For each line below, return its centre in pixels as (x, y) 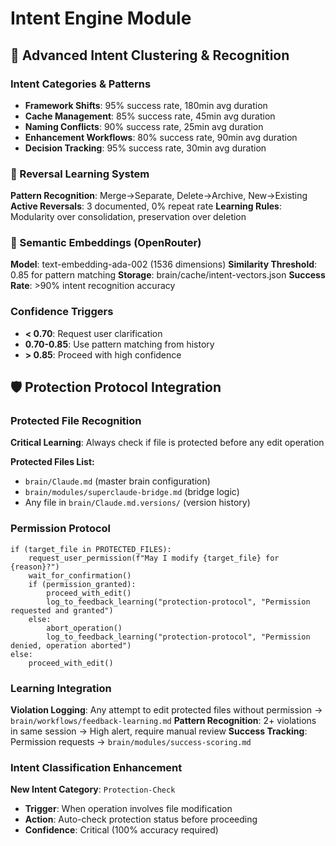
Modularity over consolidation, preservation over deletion (128, 217)
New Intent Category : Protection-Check (93, 789)
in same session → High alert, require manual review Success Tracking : (159, 731)
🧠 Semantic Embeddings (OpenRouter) (106, 243)
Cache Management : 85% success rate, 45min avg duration (150, 116)
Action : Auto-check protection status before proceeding (141, 819)
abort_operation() (84, 628)
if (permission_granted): (82, 584)
